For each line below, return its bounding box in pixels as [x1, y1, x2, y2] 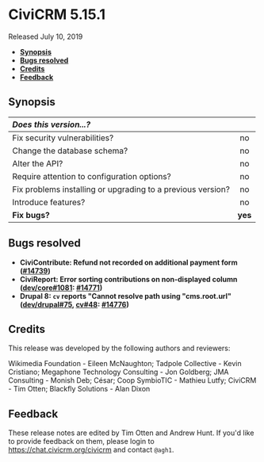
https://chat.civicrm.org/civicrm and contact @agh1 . [8, 445, 174, 455]
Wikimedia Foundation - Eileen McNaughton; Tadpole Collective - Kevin [8, 359, 242, 368]
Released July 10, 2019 [8, 32, 83, 41]
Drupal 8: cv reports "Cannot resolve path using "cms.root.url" [19, 291, 232, 300]
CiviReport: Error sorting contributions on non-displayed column [19, 274, 238, 284]
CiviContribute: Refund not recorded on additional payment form [19, 258, 238, 267]
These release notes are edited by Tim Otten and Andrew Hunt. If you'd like [8, 428, 254, 437]
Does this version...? [12, 119, 91, 130]
